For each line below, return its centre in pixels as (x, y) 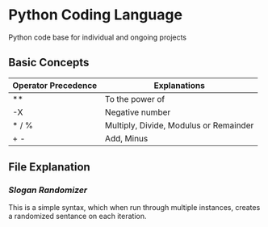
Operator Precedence (55, 85)
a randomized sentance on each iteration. (77, 216)
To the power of (135, 99)
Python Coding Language (96, 15)
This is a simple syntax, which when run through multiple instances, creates (134, 208)
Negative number (138, 112)
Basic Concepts (49, 63)
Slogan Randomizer (48, 190)
